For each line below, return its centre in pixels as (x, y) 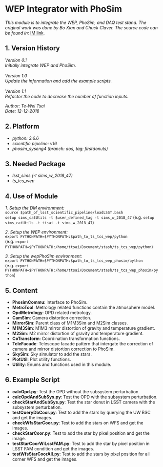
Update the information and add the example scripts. (59, 81)
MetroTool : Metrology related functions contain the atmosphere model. (83, 307)
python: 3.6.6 (25, 138)
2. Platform (22, 126)
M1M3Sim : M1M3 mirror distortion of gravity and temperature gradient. (83, 328)
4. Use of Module (31, 196)
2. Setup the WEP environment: (37, 232)
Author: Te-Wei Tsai (25, 106)
